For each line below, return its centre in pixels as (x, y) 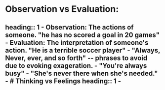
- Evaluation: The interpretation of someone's (77, 43)
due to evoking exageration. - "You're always (76, 66)
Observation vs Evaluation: (62, 9)
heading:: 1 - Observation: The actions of (69, 27)
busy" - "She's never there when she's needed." (82, 73)
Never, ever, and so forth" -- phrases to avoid (76, 58)
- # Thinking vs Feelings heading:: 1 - (63, 81)
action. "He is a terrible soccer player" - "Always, (83, 50)
